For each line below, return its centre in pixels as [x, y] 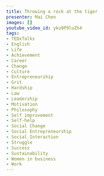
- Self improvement [30, 115]
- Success [18, 148]
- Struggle [19, 142]
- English [18, 45]
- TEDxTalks [20, 39]
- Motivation [22, 104]
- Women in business [31, 159]
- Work [14, 164]
